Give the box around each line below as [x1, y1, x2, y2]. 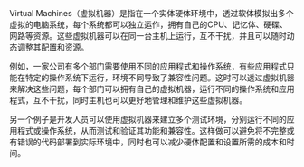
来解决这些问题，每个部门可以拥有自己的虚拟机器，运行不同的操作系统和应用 [9, 84, 295, 94]
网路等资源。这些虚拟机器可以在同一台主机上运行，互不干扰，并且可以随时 [9, 31, 287, 41]
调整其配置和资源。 [16, 42, 89, 52]
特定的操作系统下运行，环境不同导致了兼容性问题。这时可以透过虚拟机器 [24, 72, 295, 83]
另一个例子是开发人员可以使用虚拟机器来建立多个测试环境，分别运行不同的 [9, 114, 287, 125]
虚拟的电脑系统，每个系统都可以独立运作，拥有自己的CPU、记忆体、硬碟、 [9, 19, 288, 30]
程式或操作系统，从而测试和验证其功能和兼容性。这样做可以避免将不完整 [16, 125, 287, 135]
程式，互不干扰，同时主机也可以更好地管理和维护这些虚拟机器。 [9, 95, 247, 106]
